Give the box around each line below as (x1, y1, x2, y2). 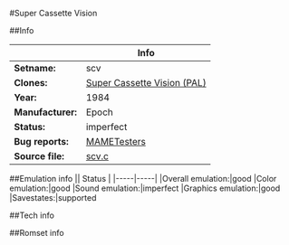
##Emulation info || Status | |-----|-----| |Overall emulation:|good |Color (9, 174, 277, 184)
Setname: (14, 62, 56, 74)
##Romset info (9, 228, 65, 238)
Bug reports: (14, 136, 70, 147)
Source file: (14, 150, 65, 162)
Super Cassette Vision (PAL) (85, 77, 207, 89)
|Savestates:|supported (9, 193, 97, 203)
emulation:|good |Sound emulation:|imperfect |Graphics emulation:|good (9, 183, 281, 193)
